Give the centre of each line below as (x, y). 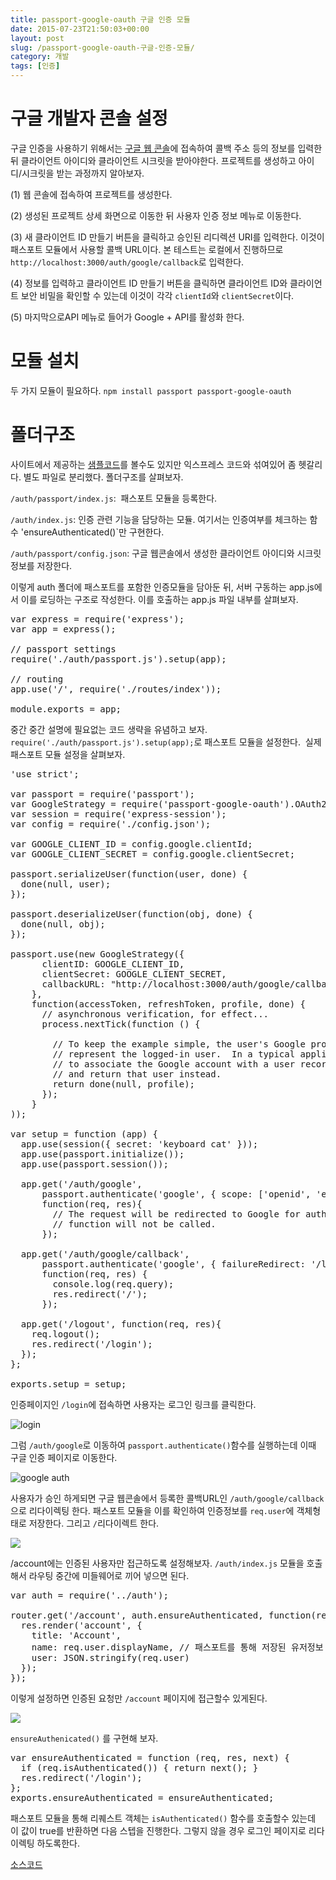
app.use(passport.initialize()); (102, 1154)
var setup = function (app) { (84, 1134)
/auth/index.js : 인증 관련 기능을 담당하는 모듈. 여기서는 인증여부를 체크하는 (159, 519)
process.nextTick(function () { (121, 1024)
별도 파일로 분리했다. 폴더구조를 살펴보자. (103, 477)
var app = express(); (63, 629)
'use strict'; (45, 774)
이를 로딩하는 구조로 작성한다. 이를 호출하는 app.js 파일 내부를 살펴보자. (159, 599)
